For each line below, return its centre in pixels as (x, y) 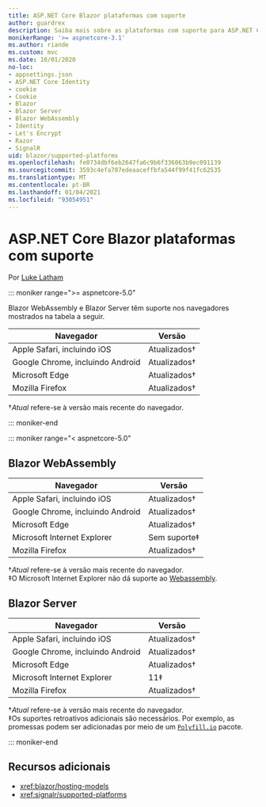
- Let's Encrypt (35, 133)
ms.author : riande (38, 45)
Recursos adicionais (59, 767)
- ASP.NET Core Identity (49, 82)
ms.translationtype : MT (47, 178)
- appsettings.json (40, 74)
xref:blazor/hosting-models (64, 786)
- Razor (21, 141)
